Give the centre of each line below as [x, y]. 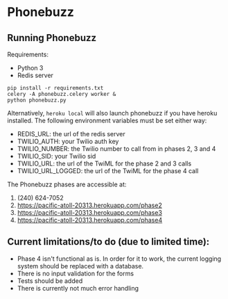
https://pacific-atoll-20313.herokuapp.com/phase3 [90, 212]
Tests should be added [50, 281]
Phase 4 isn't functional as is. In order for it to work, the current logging [119, 259]
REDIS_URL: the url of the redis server [71, 134]
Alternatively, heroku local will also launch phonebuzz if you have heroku [112, 113]
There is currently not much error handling [78, 288]
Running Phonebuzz [52, 38]
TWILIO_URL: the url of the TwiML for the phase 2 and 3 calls [104, 163]
